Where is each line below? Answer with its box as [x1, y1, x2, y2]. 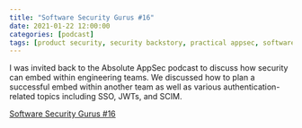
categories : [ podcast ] [9, 30, 94, 38]
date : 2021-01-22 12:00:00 [9, 21, 111, 30]
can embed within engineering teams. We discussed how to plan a [9, 73, 255, 83]
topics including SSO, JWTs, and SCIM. [37, 91, 182, 102]
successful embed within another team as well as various [9, 81, 222, 92]
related [9, 91, 36, 102]
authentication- [223, 81, 280, 92]
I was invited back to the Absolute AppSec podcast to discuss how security [9, 63, 289, 73]
